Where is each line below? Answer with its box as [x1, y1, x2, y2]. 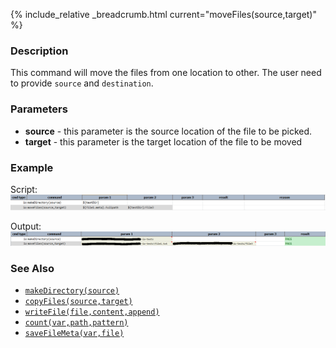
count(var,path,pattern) [24, 317, 129, 328]
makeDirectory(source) [24, 285, 120, 296]
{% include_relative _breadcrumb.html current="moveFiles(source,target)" [10, 9, 317, 20]
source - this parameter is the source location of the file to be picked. [24, 125, 313, 137]
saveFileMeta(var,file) [24, 328, 125, 338]
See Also [10, 261, 55, 275]
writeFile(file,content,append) [24, 307, 160, 317]
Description [10, 44, 69, 58]
